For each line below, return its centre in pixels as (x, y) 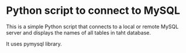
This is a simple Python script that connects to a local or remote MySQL (92, 26)
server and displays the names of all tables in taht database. (78, 32)
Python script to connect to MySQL (93, 11)
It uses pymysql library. (34, 44)
